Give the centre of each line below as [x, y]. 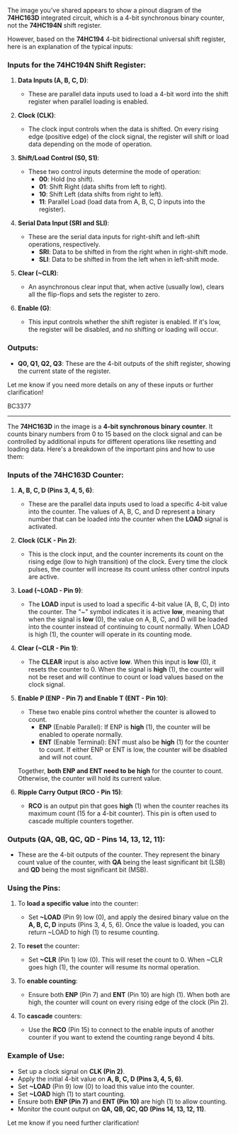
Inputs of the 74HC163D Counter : [66, 474]
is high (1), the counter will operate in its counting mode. [110, 634]
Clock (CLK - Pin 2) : [47, 540]
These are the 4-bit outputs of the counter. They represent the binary [119, 855]
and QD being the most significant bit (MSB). [83, 870]
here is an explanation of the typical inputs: [70, 46]
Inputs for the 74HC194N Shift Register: [77, 65]
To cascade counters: [50, 1016]
